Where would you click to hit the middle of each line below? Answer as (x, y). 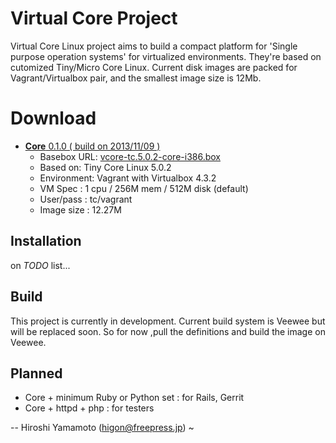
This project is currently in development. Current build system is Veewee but (168, 321)
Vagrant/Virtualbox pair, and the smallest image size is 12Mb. (136, 78)
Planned (36, 373)
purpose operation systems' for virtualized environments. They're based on (166, 56)
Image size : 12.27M (80, 209)
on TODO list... (40, 265)
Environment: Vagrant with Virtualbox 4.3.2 (128, 178)
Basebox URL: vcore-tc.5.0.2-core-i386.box (130, 156)
